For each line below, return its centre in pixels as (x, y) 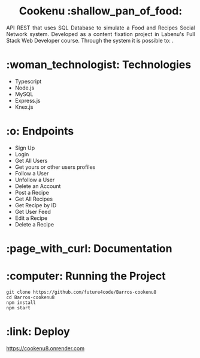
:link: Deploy (38, 332)
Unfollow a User (35, 180)
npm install (21, 302)
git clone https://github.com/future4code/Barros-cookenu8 (81, 292)
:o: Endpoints (40, 131)
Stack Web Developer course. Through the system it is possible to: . (90, 40)
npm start (19, 308)
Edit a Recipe (31, 218)
